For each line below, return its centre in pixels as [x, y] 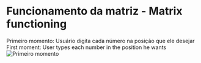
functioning [37, 24]
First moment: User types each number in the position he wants [86, 47]
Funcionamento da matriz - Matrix [94, 11]
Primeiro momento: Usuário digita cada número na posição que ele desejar [100, 41]
